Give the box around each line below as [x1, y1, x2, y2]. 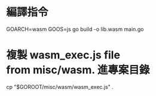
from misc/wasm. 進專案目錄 [6, 63, 150, 77]
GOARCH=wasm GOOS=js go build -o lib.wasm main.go [6, 25, 144, 33]
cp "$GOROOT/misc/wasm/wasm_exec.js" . [6, 83, 114, 90]
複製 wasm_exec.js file [6, 48, 121, 62]
